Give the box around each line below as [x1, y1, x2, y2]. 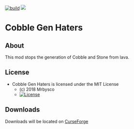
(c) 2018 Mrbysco [19, 86, 55, 92]
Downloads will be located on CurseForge [5, 118, 89, 124]
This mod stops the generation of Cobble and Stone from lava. [5, 54, 130, 60]
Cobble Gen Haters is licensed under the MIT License [12, 81, 119, 87]
